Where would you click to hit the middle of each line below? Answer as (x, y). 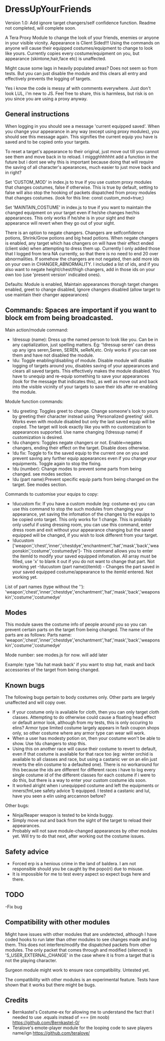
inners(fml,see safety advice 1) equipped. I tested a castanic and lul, (81, 791)
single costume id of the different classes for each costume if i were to (84, 775)
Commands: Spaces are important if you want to (81, 310)
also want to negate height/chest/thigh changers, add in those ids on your (80, 269)
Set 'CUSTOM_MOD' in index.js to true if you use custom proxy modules (78, 182)
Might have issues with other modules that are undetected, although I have (81, 934)
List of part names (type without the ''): (45, 587)
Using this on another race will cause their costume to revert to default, (84, 749)
